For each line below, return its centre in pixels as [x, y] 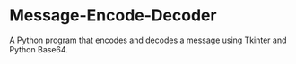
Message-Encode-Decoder [113, 16]
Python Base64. [39, 49]
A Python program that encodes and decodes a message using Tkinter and [148, 40]
